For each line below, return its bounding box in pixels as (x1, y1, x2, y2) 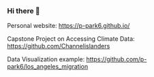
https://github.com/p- (86, 55, 147, 63)
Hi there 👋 (7, 6, 41, 16)
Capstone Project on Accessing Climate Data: (7, 35, 135, 43)
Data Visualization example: (7, 55, 85, 63)
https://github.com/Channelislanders (7, 42, 110, 50)
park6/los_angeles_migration (7, 63, 89, 71)
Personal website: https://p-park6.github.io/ (7, 22, 130, 30)
